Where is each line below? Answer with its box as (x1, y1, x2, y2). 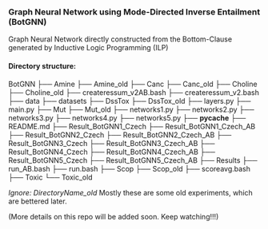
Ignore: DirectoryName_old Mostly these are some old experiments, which (8, 188, 254, 197)
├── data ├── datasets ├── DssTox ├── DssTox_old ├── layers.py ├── (8, 96, 251, 105)
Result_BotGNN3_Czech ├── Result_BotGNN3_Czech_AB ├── (8, 138, 215, 148)
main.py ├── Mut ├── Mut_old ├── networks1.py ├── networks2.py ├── (8, 105, 254, 114)
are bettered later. (8, 196, 67, 206)
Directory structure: (8, 61, 76, 70)
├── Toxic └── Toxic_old (8, 172, 94, 182)
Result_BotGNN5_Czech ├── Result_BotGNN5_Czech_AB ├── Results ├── (8, 155, 258, 165)
